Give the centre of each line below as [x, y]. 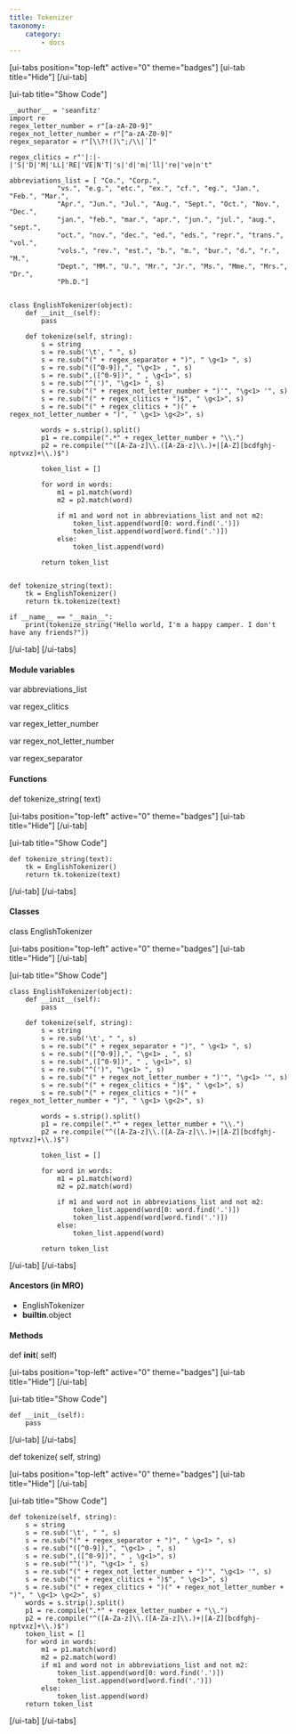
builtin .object [47, 1315]
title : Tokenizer [41, 17]
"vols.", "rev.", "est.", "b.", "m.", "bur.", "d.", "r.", [168, 251]
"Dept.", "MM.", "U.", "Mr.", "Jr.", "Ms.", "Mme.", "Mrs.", [172, 267]
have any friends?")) [49, 633]
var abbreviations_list [48, 689]
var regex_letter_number [54, 724]
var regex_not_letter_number [62, 741]
